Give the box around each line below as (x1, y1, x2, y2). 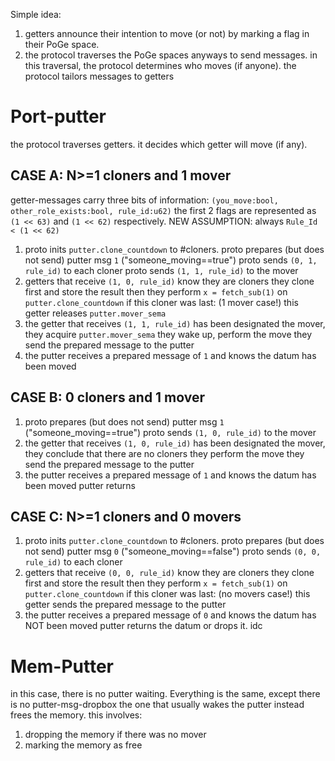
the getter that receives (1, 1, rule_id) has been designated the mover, (24, 317, 326, 329)
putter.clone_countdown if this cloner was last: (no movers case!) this (24, 588, 311, 600)
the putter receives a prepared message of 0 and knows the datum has (24, 609, 317, 621)
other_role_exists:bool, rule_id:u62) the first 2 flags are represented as (10, 204, 317, 216)
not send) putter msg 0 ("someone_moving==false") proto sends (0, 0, (24, 545, 322, 558)
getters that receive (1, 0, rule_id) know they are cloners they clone (24, 275, 315, 287)
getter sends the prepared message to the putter (24, 599, 227, 611)
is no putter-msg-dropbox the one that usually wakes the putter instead (10, 699, 305, 711)
